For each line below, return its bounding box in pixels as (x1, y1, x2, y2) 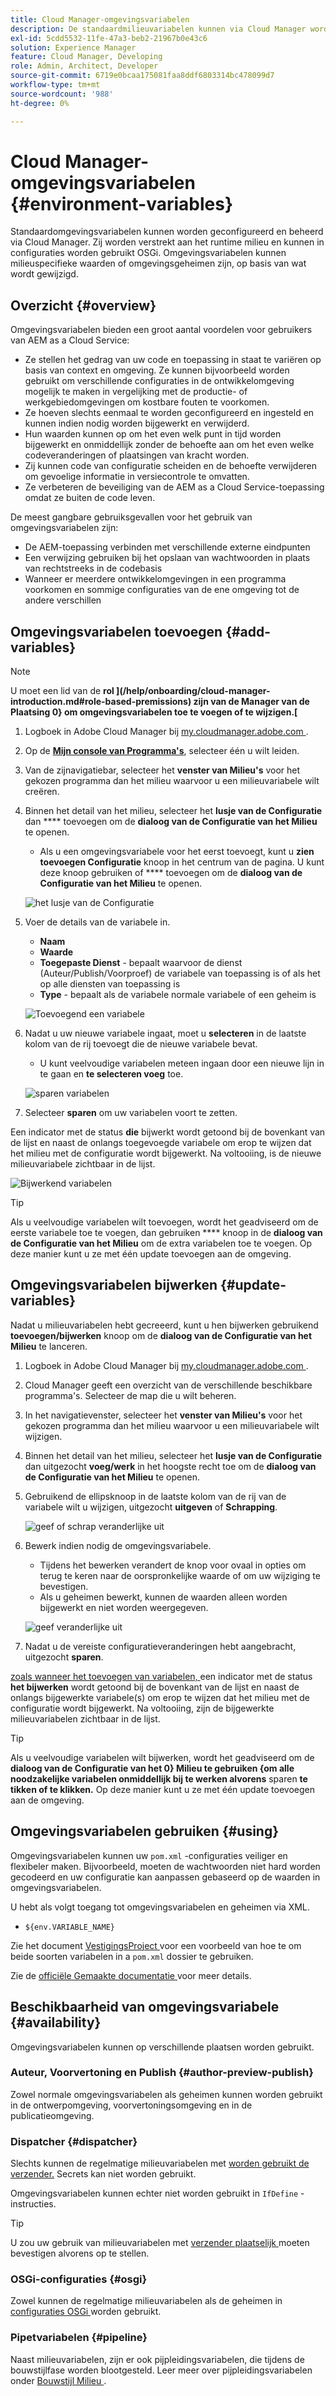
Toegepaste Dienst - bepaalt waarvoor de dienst (39, 957, 243, 969)
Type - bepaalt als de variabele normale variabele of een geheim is (39, 989, 317, 1001)
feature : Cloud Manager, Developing (10, 52, 163, 62)
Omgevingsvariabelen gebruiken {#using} (10, 1823, 280, 1840)
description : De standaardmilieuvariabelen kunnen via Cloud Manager (10, 24, 307, 34)
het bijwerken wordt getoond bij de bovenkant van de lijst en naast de (10, 1681, 300, 1693)
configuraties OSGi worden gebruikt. (10, 2306, 162, 2318)
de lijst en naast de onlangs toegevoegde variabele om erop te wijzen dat (10, 1137, 312, 1149)
